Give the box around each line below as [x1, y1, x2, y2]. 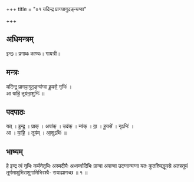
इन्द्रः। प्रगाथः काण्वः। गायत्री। [6, 50, 61, 57]
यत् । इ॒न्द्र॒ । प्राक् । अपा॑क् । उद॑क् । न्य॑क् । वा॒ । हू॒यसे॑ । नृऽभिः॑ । [6, 123, 134, 130]
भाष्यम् [6, 147, 23, 157]
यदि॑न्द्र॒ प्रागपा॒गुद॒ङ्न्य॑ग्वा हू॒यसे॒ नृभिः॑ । [6, 83, 72, 90]
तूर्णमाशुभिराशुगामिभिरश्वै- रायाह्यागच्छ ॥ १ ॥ [6, 169, 88, 176]
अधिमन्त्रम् [6, 34, 34, 44]
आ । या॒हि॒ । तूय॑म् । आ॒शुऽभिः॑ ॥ [6, 130, 67, 137]
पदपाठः [6, 107, 25, 117]
